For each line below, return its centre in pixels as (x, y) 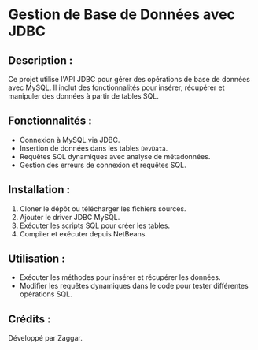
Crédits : (29, 319)
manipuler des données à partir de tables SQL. (83, 96)
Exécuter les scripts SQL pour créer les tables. (95, 225)
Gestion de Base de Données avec (122, 15)
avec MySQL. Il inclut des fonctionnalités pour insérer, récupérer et (117, 87)
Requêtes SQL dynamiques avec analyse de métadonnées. (115, 156)
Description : (41, 60)
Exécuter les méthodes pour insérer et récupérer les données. (120, 277)
